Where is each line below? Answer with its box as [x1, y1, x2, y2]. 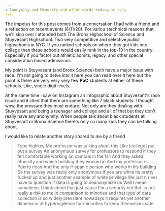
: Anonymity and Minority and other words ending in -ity [5, 7, 127, 12]
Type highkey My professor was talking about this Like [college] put [17, 142, 155, 148]
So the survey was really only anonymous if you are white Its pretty [17, 169, 154, 175]
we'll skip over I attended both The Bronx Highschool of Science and [5, 31, 144, 37]
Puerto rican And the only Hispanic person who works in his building [17, 164, 157, 170]
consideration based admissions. [5, 57, 72, 63]
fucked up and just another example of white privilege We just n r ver [17, 174, 158, 180]
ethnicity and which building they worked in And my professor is [17, 158, 148, 164]
